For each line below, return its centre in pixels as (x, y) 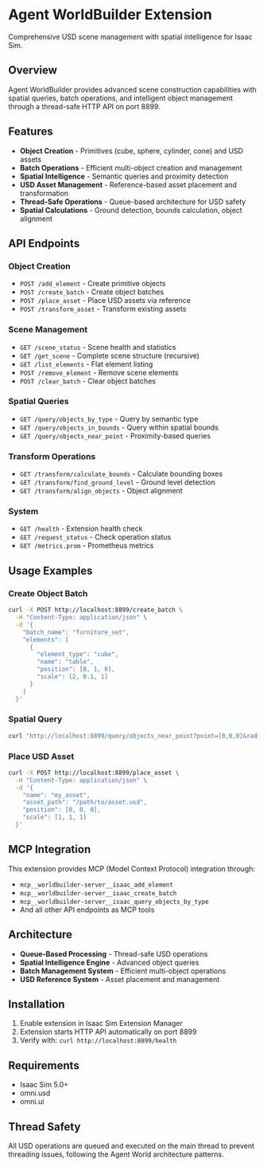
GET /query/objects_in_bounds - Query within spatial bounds (119, 427)
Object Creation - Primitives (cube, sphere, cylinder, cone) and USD (132, 151)
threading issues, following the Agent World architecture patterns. (116, 1154)
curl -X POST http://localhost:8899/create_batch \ (95, 610)
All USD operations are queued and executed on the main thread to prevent (132, 1146)
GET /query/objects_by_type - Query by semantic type (109, 418)
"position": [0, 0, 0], (62, 810)
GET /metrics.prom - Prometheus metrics (87, 546)
